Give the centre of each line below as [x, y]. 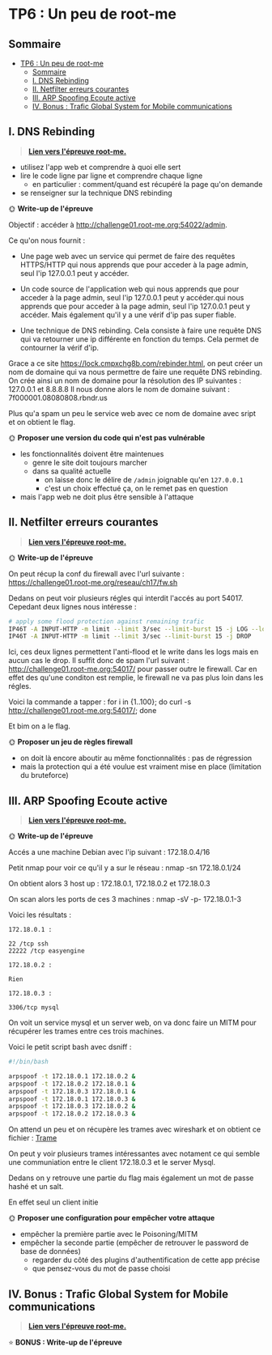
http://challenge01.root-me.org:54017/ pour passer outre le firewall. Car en [133, 669]
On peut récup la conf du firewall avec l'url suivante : [96, 573]
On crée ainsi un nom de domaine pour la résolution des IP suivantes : [125, 380]
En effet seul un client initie [53, 1202]
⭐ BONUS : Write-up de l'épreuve [66, 1342]
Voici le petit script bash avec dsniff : [70, 1047]
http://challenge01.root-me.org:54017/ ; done [83, 711]
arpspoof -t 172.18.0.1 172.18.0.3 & [72, 1099]
